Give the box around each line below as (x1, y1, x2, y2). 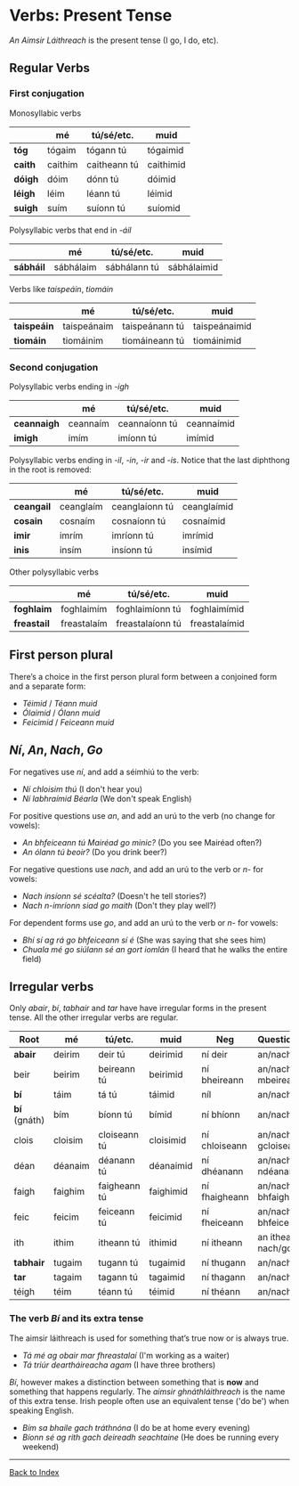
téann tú (98, 1286, 133, 1298)
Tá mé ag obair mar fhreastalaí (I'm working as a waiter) (21, 1350, 230, 1360)
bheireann (201, 1074, 245, 1087)
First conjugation (9, 87, 85, 100)
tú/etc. (105, 1033, 133, 1046)
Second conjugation (9, 361, 99, 373)
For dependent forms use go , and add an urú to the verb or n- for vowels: (9, 917, 279, 927)
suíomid (147, 201, 181, 214)
